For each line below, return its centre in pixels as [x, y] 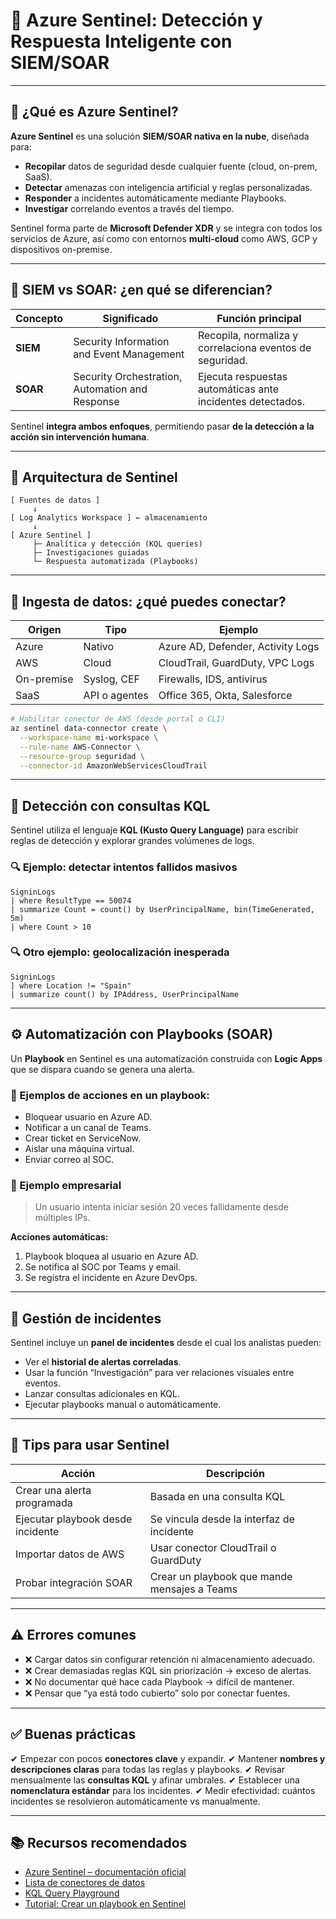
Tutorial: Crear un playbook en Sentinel [105, 1904]
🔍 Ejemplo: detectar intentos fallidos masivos [124, 867]
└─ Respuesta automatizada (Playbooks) [115, 562]
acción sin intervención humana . [80, 436]
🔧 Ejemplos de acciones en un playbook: [110, 1095]
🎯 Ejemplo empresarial [66, 1185]
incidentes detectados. [251, 401]
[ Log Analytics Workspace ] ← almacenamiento [109, 518]
